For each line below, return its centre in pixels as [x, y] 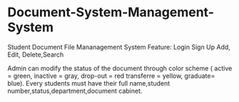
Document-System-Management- [111, 12]
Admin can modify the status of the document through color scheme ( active [120, 68]
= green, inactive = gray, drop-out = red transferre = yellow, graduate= [111, 76]
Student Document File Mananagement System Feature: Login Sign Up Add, [119, 47]
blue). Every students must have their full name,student [89, 83]
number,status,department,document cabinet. [75, 91]
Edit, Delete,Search [36, 55]
